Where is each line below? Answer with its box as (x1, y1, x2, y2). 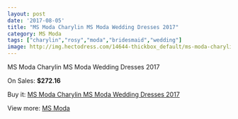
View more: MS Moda (7, 104, 71, 112)
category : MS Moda (7, 30, 62, 38)
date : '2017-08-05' (7, 17, 65, 24)
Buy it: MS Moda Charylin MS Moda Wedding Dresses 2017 (7, 90, 181, 98)
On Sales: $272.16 (7, 76, 62, 85)
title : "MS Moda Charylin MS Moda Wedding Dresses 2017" (7, 23, 179, 30)
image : (7, 43, 27, 50)
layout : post (7, 10, 46, 18)
